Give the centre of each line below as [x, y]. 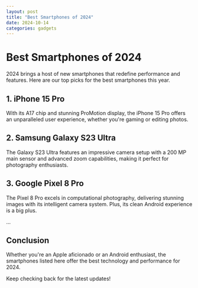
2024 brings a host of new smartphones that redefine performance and [93, 74]
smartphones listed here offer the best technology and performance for [93, 261]
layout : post [22, 12]
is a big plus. [22, 210]
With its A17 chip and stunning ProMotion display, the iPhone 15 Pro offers [96, 113]
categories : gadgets [32, 28]
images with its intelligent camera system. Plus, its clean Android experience [99, 204]
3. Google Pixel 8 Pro [45, 183]
